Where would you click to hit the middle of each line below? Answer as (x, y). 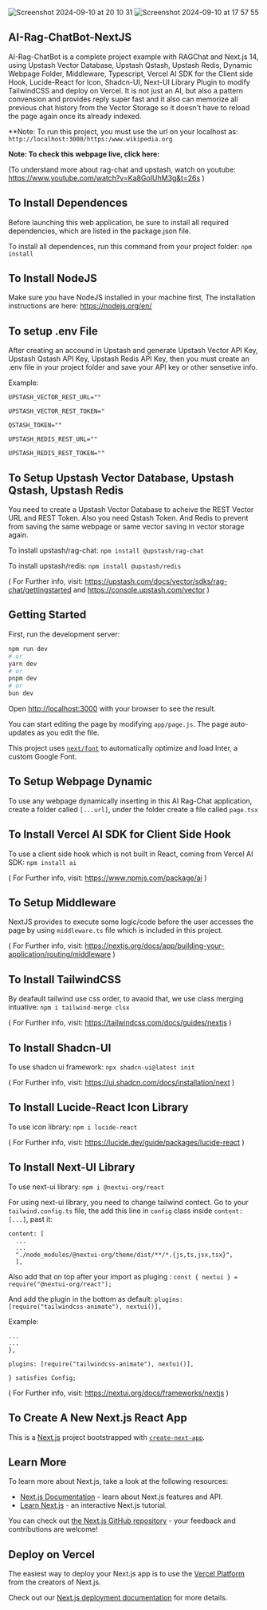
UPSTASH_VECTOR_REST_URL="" (55, 398)
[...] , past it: (31, 1219)
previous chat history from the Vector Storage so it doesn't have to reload (129, 107)
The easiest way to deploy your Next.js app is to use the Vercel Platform (127, 1574)
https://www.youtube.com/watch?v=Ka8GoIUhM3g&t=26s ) (106, 178)
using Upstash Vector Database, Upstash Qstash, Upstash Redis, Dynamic (130, 65)
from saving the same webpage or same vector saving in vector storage (126, 526)
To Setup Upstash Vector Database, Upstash (121, 478)
